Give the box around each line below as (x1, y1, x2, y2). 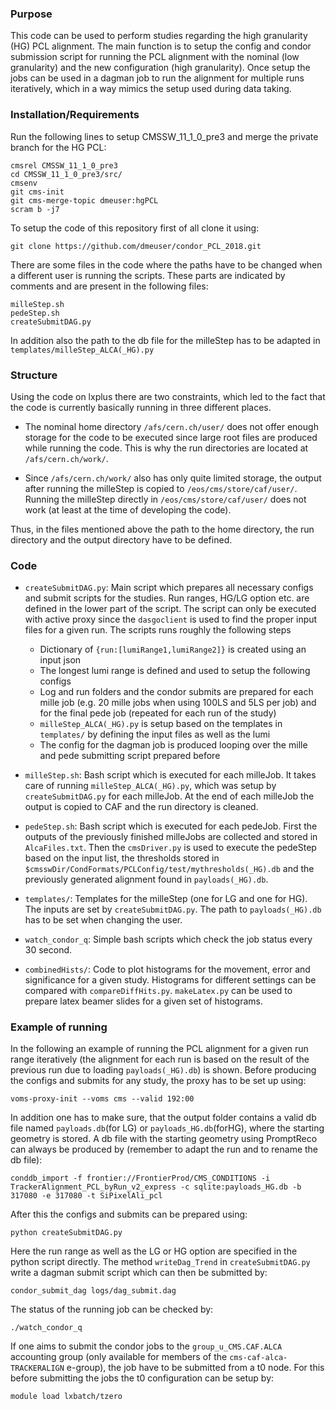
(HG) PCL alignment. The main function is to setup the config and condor (10, 40, 312, 52)
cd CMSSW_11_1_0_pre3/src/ (10, 169, 123, 179)
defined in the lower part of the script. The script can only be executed (24, 603, 317, 615)
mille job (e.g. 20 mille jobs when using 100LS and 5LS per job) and (39, 697, 317, 709)
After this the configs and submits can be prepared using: (10, 1208, 248, 1221)
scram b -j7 (10, 204, 60, 214)
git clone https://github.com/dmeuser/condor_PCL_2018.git (10, 241, 262, 251)
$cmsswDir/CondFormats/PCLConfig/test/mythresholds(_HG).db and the (24, 863, 315, 875)
